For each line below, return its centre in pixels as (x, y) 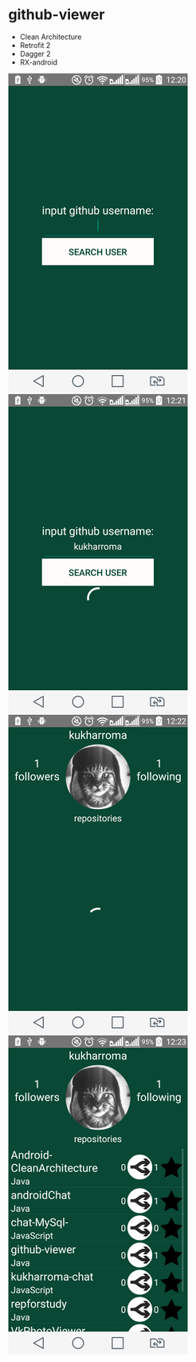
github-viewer (57, 15)
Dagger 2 (35, 53)
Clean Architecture (51, 37)
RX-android (39, 62)
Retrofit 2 (35, 45)
